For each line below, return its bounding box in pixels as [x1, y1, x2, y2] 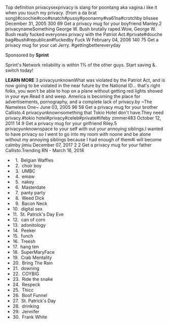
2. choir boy [15, 163, 42, 168]
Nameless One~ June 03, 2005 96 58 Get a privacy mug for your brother [5, 104, 158, 110]
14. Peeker [12, 227, 36, 233]
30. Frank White [12, 314, 47, 320]
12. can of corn [12, 217, 46, 223]
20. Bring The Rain [12, 260, 53, 266]
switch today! [5, 67, 33, 73]
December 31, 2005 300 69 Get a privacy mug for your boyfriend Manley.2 [5, 20, 162, 26]
